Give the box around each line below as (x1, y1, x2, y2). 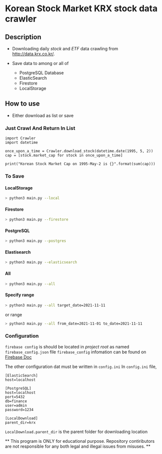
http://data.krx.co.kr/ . (12, 51, 55, 57)
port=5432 (5, 394, 25, 399)
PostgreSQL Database (19, 70, 64, 76)
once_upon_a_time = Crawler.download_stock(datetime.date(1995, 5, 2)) (5, 149, 153, 154)
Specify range (5, 292, 35, 298)
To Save (5, 173, 24, 180)
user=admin (5, 403, 27, 408)
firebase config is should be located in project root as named (5, 344, 130, 349)
